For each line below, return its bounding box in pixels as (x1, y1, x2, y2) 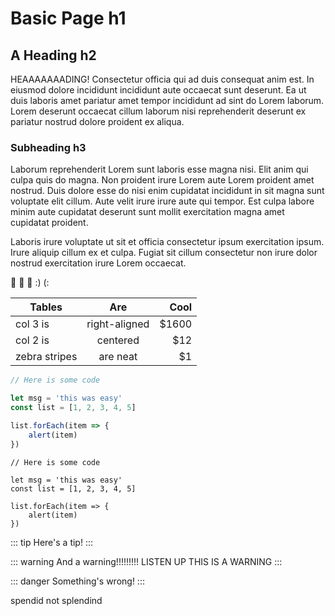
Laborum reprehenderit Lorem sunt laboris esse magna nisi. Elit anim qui (10, 163, 309, 176)
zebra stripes (15, 350, 78, 364)
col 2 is (15, 333, 50, 347)
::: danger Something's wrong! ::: (10, 575, 145, 587)
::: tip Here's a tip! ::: (10, 536, 94, 548)
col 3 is (15, 317, 50, 331)
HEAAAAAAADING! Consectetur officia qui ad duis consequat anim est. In (10, 73, 315, 85)
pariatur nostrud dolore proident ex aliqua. (10, 116, 185, 127)
